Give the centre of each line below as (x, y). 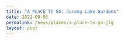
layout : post (22, 28)
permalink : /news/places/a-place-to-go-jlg (60, 22)
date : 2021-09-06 (27, 17)
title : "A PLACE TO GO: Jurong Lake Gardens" (62, 11)
